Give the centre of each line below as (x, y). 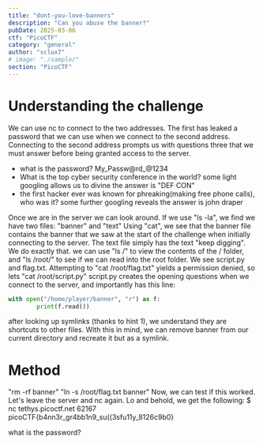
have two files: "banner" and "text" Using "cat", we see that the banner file (130, 225)
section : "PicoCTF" (40, 67)
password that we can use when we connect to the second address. (119, 136)
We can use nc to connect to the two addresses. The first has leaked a (123, 128)
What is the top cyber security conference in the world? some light (128, 177)
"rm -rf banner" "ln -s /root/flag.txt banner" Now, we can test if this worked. (132, 392)
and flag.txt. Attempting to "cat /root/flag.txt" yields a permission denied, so (131, 268)
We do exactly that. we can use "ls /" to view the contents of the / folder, (126, 251)
